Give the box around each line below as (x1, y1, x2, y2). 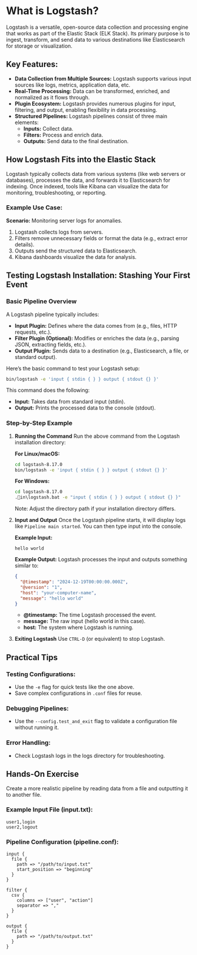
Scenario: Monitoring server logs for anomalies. (6, 217, 122, 224)
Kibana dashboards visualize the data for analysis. (14, 253, 137, 260)
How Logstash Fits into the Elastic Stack (6, 155, 156, 165)
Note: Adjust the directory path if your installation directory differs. (14, 505, 176, 513)
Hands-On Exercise (6, 769, 79, 779)
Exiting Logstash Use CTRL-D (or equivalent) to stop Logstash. (14, 635, 165, 643)
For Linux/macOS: (14, 450, 60, 457)
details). (14, 241, 35, 248)
